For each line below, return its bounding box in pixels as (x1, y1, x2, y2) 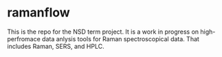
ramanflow (7, 5, 70, 21)
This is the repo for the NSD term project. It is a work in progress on (7, 27, 199, 36)
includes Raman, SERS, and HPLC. (7, 42, 104, 50)
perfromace (7, 34, 41, 43)
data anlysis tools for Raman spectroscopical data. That (42, 34, 199, 43)
